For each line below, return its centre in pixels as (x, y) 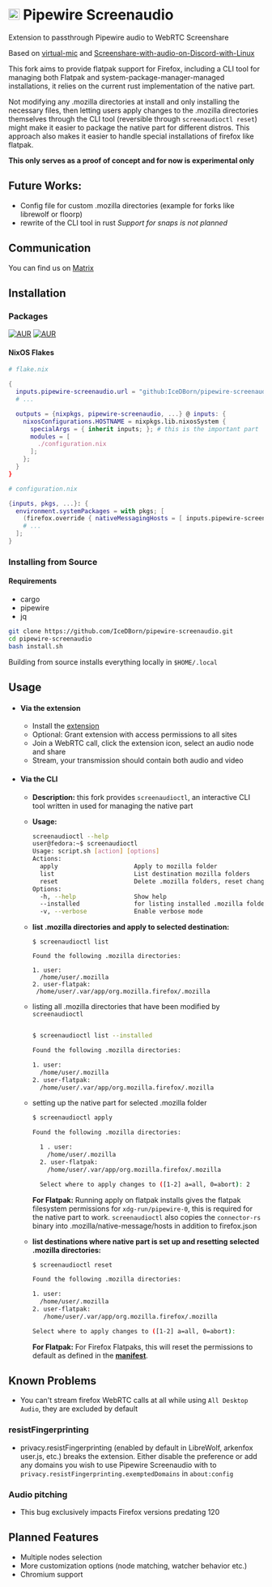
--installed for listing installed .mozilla (141, 904)
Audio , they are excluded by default (79, 1409)
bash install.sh (36, 646)
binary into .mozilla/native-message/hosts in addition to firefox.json (144, 1226)
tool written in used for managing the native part (113, 806)
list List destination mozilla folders (145, 874)
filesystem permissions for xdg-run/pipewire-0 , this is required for (142, 1208)
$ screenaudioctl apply (72, 1118)
